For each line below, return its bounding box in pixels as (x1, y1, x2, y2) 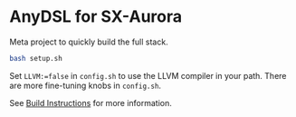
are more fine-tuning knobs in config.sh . (9, 80, 161, 91)
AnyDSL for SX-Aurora (9, 6, 183, 27)
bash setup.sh (9, 54, 63, 63)
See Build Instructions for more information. (9, 97, 172, 108)
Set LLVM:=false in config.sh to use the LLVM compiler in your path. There (9, 70, 287, 81)
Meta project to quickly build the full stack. (9, 36, 169, 47)
